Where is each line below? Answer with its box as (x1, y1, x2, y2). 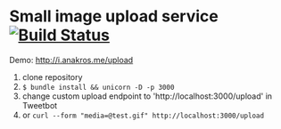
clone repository (21, 71, 83, 82)
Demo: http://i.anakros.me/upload (9, 54, 134, 65)
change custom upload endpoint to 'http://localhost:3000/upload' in (21, 91, 273, 101)
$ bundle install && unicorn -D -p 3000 (21, 83, 175, 92)
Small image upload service (9, 6, 219, 27)
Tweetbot (21, 100, 58, 110)
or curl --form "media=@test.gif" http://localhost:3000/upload (21, 109, 265, 120)
